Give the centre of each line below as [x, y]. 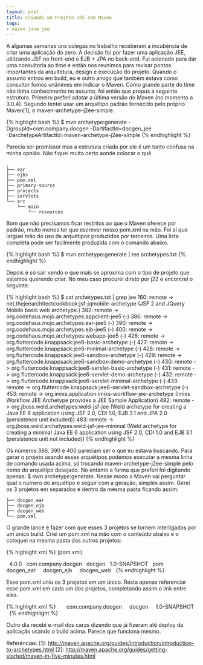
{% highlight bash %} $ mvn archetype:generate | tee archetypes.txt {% [96, 255]
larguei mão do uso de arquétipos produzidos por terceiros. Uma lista [93, 236]
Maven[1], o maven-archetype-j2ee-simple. [60, 110]
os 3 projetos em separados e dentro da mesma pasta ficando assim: [92, 489]
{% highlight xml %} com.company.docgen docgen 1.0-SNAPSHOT [100, 607]
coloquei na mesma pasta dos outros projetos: [64, 541]
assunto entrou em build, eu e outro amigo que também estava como [92, 78]
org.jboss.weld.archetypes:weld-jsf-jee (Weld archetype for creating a [99, 407]
